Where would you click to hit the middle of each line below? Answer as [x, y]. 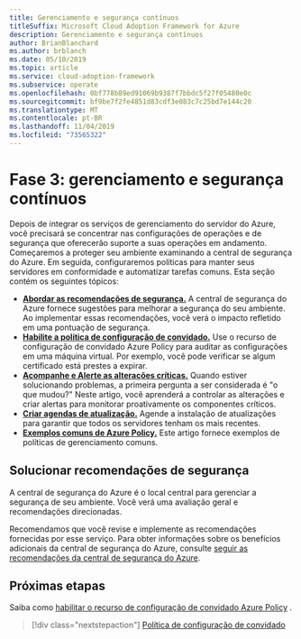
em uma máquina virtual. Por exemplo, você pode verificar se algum [149, 356]
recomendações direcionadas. [66, 511]
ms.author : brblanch [48, 51]
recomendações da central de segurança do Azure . [105, 557]
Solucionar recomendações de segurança [129, 471]
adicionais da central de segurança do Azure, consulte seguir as [129, 548]
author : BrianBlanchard [54, 43]
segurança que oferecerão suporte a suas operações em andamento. [138, 242]
